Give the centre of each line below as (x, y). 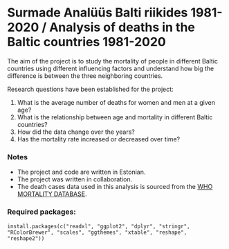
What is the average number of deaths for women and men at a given (116, 102)
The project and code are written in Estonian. (81, 172)
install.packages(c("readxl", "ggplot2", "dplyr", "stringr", (99, 226)
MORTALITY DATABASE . (52, 194)
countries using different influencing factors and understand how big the (111, 68)
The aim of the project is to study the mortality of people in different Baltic (113, 61)
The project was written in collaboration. (75, 179)
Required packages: (42, 212)
